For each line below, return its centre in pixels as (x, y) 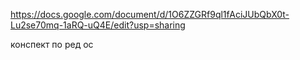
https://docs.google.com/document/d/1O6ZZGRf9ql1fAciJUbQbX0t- (150, 14)
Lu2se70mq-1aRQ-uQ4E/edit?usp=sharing (98, 25)
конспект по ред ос (52, 44)
